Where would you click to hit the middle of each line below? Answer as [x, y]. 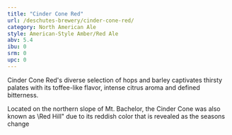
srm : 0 [17, 54]
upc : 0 [17, 60]
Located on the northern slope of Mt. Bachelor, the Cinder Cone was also [114, 108]
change [18, 124]
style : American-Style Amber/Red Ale [63, 34]
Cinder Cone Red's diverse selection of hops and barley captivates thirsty [115, 80]
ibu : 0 [17, 47]
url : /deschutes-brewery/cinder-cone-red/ [71, 20]
